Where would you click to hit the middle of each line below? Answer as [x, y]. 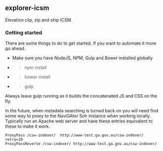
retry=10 [14, 140]
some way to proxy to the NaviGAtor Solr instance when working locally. [78, 116]
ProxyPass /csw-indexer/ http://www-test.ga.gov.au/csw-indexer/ [74, 135]
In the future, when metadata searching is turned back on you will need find [82, 111]
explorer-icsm [27, 8]
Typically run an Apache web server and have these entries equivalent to [79, 121]
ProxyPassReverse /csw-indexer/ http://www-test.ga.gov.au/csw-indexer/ [81, 144]
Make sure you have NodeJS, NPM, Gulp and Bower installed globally [82, 58]
